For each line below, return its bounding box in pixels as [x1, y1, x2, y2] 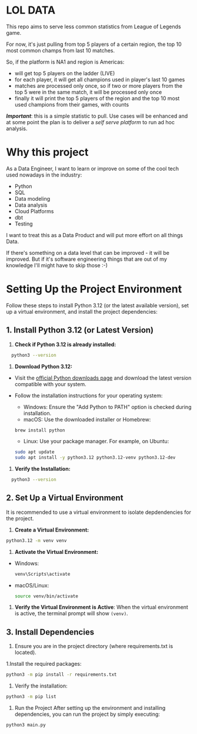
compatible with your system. [14, 380, 86, 387]
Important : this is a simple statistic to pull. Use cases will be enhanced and [6, 112, 188, 119]
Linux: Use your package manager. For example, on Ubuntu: [23, 438, 169, 445]
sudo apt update [14, 449, 55, 455]
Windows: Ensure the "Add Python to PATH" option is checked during [23, 403, 192, 410]
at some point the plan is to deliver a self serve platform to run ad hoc [6, 118, 175, 125]
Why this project [6, 145, 89, 159]
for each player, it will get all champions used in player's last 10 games [14, 76, 185, 83]
